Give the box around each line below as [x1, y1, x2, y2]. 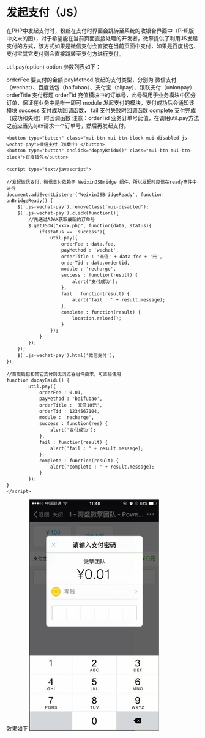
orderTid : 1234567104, [39, 408, 100, 414]
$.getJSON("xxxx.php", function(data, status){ [28, 222, 152, 228]
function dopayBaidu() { [6, 377, 70, 383]
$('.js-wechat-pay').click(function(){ [17, 209, 119, 216]
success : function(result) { [61, 272, 138, 278]
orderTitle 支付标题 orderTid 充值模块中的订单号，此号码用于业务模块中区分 [6, 91, 196, 99]
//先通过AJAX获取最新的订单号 [28, 216, 95, 222]
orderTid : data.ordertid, [61, 260, 130, 266]
